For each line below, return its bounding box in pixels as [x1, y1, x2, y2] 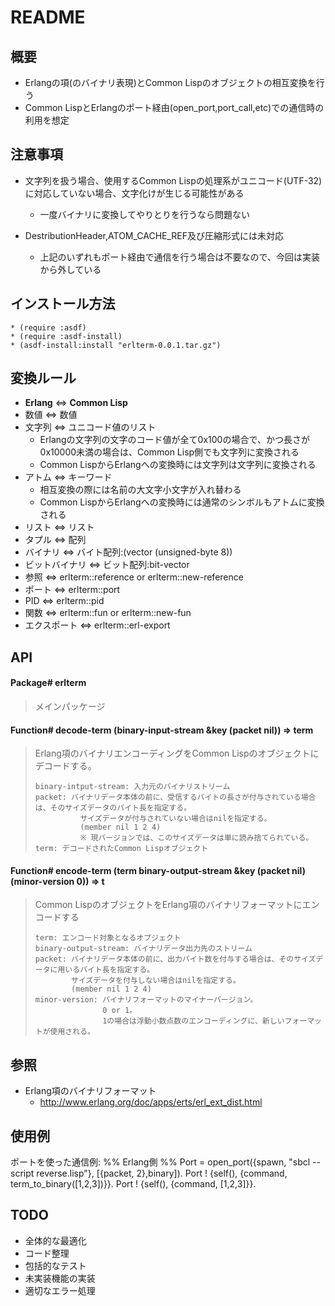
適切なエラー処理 [24, 1284, 96, 1296]
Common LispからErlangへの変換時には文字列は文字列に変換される [39, 459, 317, 471]
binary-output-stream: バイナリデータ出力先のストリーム [34, 944, 253, 954]
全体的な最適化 [24, 1234, 87, 1246]
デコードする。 [34, 760, 97, 772]
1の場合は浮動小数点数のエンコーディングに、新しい [102, 1016, 285, 1026]
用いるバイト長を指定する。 [57, 965, 155, 975]
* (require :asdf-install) [10, 331, 123, 341]
